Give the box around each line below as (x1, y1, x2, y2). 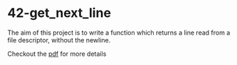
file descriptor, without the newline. (7, 35, 111, 44)
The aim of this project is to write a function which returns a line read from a (7, 28, 231, 37)
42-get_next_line (7, 5, 112, 21)
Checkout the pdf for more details (7, 49, 107, 58)
